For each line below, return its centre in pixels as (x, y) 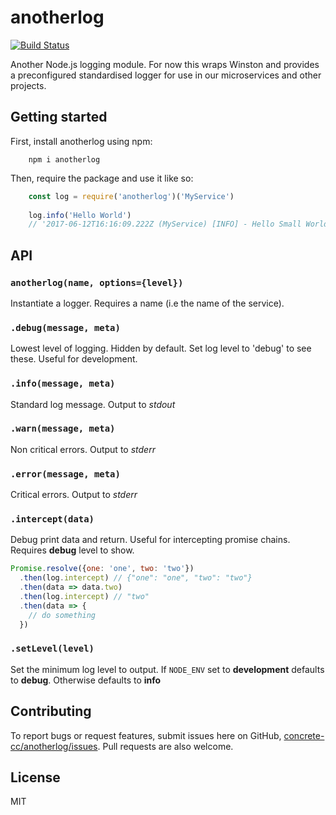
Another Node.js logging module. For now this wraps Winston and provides (165, 64)
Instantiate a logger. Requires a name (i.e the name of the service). (147, 303)
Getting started (59, 117)
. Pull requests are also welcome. (165, 746)
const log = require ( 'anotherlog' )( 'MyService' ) (131, 196)
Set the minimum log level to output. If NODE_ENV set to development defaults (167, 669)
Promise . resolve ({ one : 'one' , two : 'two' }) (102, 569)
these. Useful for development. (74, 359)
